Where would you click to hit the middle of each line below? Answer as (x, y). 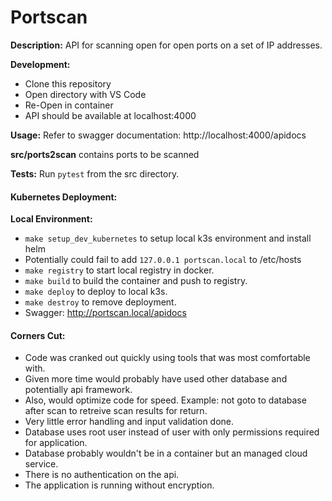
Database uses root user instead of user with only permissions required (172, 432)
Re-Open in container (69, 105)
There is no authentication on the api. (102, 475)
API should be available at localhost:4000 (110, 115)
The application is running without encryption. (119, 485)
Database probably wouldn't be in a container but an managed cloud (166, 453)
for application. (56, 443)
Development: (40, 64)
